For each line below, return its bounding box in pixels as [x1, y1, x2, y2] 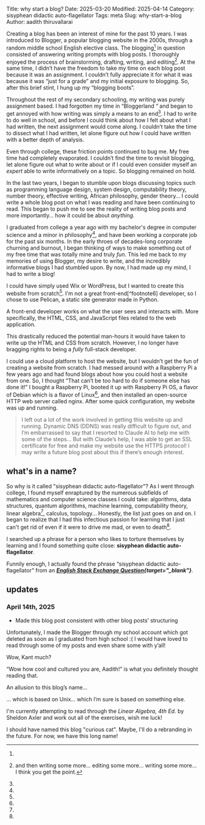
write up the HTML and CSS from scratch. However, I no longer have [6, 339, 179, 346]
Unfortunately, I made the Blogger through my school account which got [6, 629, 188, 636]
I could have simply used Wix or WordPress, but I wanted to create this [6, 282, 184, 289]
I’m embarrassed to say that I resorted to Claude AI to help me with [21, 428, 190, 436]
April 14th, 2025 [6, 603, 55, 611]
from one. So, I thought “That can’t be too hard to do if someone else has [6, 377, 190, 384]
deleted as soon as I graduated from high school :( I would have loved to [6, 635, 188, 642]
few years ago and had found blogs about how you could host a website [6, 370, 188, 378]
